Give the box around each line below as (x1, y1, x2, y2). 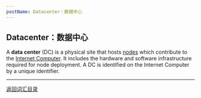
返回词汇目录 (6, 85, 38, 93)
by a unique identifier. (6, 68, 60, 75)
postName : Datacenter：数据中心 (6, 8, 83, 15)
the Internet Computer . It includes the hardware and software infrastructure (6, 55, 192, 62)
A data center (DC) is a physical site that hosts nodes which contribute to (6, 48, 187, 56)
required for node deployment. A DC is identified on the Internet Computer (6, 61, 190, 69)
